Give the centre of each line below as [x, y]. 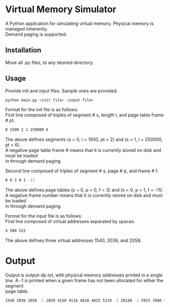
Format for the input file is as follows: [44, 216]
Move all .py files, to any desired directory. [50, 63]
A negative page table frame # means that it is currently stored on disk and [83, 150]
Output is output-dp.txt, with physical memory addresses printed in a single [84, 275]
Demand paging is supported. [36, 34]
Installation [23, 50]
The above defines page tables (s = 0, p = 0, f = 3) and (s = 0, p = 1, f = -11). [84, 190]
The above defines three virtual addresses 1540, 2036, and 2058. [73, 240]
